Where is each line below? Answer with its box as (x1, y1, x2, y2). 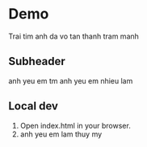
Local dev (8, 100, 59, 113)
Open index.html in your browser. (19, 120, 131, 130)
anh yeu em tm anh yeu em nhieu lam (8, 76, 133, 85)
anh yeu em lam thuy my (19, 129, 103, 139)
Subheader (8, 55, 66, 68)
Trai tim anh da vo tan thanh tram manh (8, 31, 140, 41)
